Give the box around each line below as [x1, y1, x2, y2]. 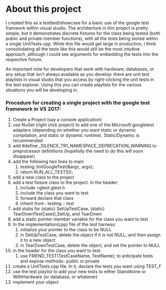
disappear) [12, 153, 35, 159]
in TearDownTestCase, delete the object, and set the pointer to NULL [20, 243, 161, 249]
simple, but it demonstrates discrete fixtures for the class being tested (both [5, 30, 161, 36]
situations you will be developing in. [5, 87, 79, 93]
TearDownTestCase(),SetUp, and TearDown [12, 211, 102, 217]
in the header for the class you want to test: [12, 248, 102, 254]
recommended [12, 138, 43, 144]
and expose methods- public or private [20, 258, 100, 264]
